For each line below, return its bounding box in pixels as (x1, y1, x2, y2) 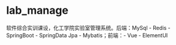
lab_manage (6, 4, 69, 17)
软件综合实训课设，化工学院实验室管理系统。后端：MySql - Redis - (6, 24, 171, 31)
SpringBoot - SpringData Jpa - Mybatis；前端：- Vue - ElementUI (6, 31, 168, 39)
